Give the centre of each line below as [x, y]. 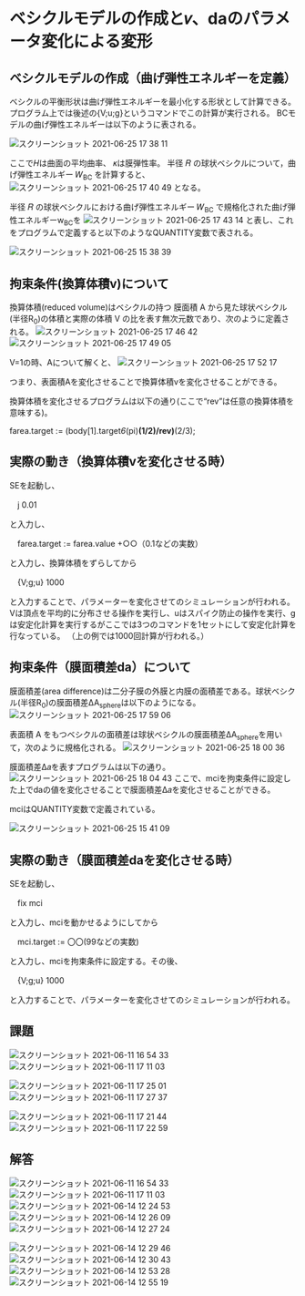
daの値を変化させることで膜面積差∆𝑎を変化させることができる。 [154, 790]
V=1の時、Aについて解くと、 [63, 362]
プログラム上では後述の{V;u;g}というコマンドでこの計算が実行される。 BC [149, 113]
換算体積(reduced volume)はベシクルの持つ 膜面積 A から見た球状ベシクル [148, 307]
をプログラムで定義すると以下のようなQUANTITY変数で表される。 [134, 232]
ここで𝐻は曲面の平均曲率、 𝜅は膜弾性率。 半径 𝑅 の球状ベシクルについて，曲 [152, 163]
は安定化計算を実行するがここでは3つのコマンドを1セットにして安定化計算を [153, 624]
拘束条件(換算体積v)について [89, 283]
